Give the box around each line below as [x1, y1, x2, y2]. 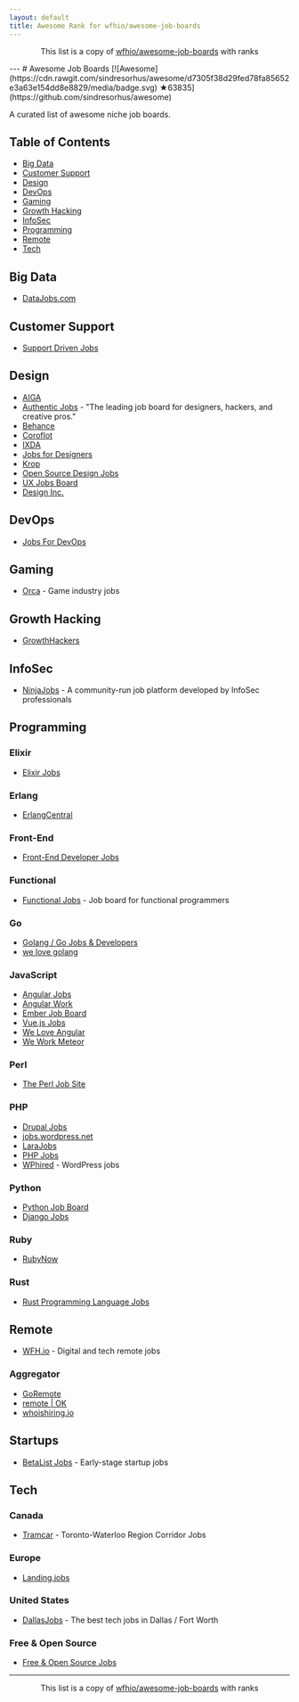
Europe [9, 1552, 42, 1565]
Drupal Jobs [21, 1121, 68, 1132]
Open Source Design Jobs [21, 467, 119, 478]
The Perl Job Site [21, 1079, 86, 1089]
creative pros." [21, 411, 77, 422]
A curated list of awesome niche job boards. [9, 109, 172, 119]
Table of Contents [9, 135, 111, 150]
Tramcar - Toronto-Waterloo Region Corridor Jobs [21, 1530, 206, 1541]
